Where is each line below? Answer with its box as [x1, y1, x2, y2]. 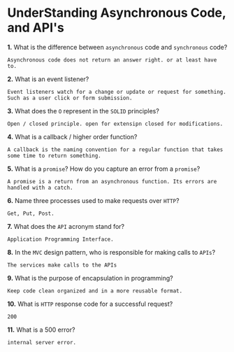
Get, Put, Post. [7, 210, 54, 217]
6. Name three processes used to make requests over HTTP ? [7, 196, 180, 204]
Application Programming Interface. [7, 236, 114, 243]
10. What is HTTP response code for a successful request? [7, 300, 173, 308]
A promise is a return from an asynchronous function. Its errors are [7, 178, 217, 185]
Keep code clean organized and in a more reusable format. [7, 287, 183, 295]
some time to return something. [7, 152, 101, 159]
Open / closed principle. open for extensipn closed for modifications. [7, 120, 224, 127]
